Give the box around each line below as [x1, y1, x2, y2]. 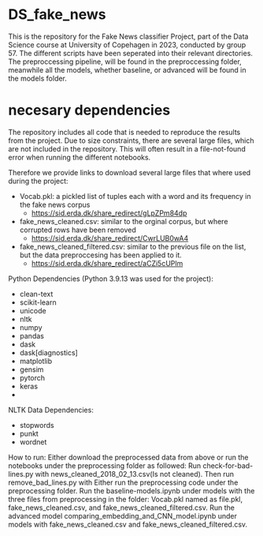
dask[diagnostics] [19, 347, 79, 357]
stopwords [19, 420, 54, 429]
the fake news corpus [19, 200, 91, 209]
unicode [19, 305, 46, 315]
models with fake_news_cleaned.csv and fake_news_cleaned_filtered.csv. [8, 519, 248, 529]
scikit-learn [19, 298, 57, 307]
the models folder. [8, 73, 67, 83]
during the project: [8, 176, 69, 186]
